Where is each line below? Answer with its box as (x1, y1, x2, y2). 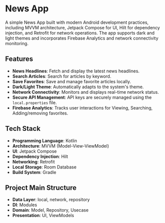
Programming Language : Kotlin (12, 137, 78, 144)
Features (5, 55, 33, 63)
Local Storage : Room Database (12, 164, 77, 170)
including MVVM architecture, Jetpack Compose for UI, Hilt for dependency (5, 24, 160, 30)
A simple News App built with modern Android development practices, (5, 19, 149, 25)
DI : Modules (12, 202, 37, 208)
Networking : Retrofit (12, 159, 55, 165)
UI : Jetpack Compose (12, 148, 57, 154)
